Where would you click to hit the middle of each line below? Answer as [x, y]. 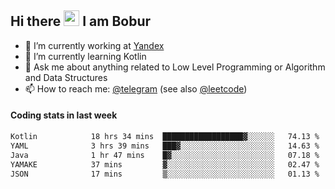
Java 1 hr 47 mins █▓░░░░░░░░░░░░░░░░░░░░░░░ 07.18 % [165, 155]
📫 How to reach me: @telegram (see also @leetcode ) [136, 88]
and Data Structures [66, 77]
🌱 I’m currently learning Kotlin [85, 56]
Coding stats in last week [64, 115]
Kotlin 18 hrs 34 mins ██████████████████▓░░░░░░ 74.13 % [165, 137]
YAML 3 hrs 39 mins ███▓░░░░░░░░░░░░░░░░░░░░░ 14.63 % [165, 146]
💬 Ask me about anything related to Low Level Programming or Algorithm [175, 67]
